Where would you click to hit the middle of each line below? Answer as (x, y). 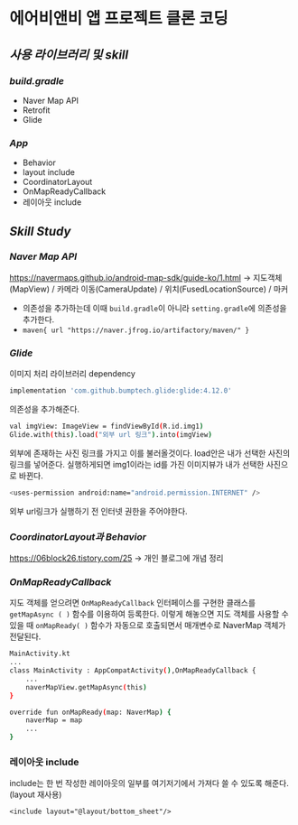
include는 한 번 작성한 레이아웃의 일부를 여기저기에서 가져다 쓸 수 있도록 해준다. (149, 783)
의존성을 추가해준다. (44, 409)
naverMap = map (54, 720)
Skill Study (40, 231)
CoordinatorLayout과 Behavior (78, 536)
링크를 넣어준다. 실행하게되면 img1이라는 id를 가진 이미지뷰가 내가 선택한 (137, 464)
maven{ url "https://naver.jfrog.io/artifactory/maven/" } (136, 330)
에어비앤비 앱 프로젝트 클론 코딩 (119, 19)
